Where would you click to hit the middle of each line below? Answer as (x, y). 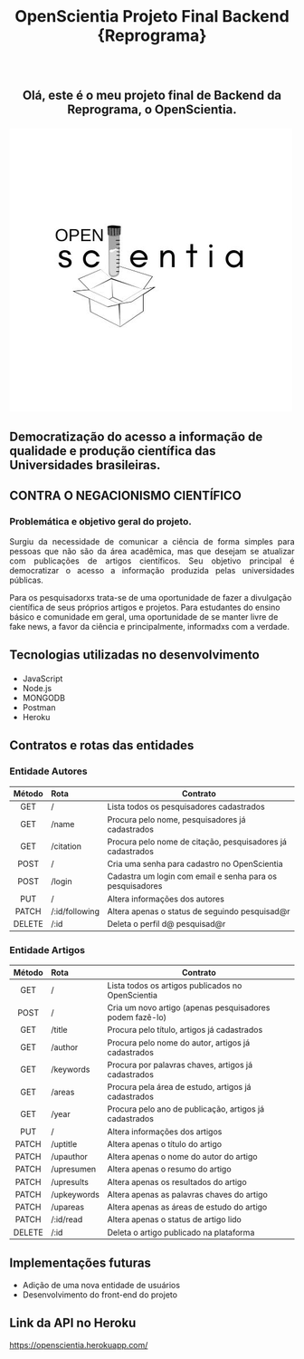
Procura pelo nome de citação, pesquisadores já (197, 842)
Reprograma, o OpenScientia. (152, 109)
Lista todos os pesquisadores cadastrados (186, 807)
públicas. (26, 580)
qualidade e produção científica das (113, 451)
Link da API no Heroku (73, 1323)
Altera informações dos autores (166, 899)
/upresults (70, 1181)
